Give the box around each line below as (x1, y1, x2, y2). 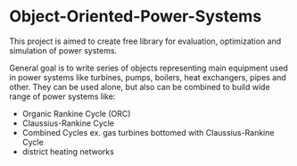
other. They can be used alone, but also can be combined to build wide (9, 81, 270, 92)
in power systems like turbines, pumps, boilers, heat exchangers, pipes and (9, 71, 287, 82)
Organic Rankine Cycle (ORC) (21, 108, 131, 119)
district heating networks (21, 145, 114, 157)
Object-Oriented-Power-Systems (9, 6, 262, 27)
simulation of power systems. (9, 45, 118, 55)
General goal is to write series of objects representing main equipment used (9, 62, 288, 73)
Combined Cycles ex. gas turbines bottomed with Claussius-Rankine (21, 127, 275, 137)
